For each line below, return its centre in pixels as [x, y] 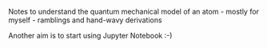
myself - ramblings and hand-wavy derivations [85, 20]
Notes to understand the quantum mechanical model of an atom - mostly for [134, 12]
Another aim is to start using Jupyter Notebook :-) [90, 36]
